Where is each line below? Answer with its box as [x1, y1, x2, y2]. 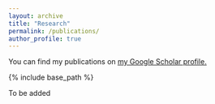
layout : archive [8, 11, 63, 20]
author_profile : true [8, 34, 82, 43]
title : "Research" [8, 19, 71, 28]
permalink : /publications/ [8, 27, 100, 35]
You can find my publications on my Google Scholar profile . [8, 57, 207, 67]
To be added [8, 89, 51, 98]
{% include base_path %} [8, 72, 94, 82]
